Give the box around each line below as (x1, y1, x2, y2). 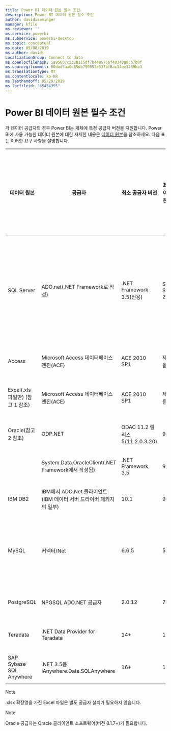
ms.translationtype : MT (5, 69, 56, 74)
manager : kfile (5, 21, 38, 27)
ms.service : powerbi (5, 31, 49, 36)
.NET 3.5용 (41, 661, 68, 668)
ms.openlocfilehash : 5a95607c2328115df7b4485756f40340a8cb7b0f (5, 60, 142, 65)
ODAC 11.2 (121, 423, 149, 431)
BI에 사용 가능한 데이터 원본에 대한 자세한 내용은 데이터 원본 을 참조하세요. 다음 (5, 131, 160, 137)
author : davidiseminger (5, 17, 56, 22)
